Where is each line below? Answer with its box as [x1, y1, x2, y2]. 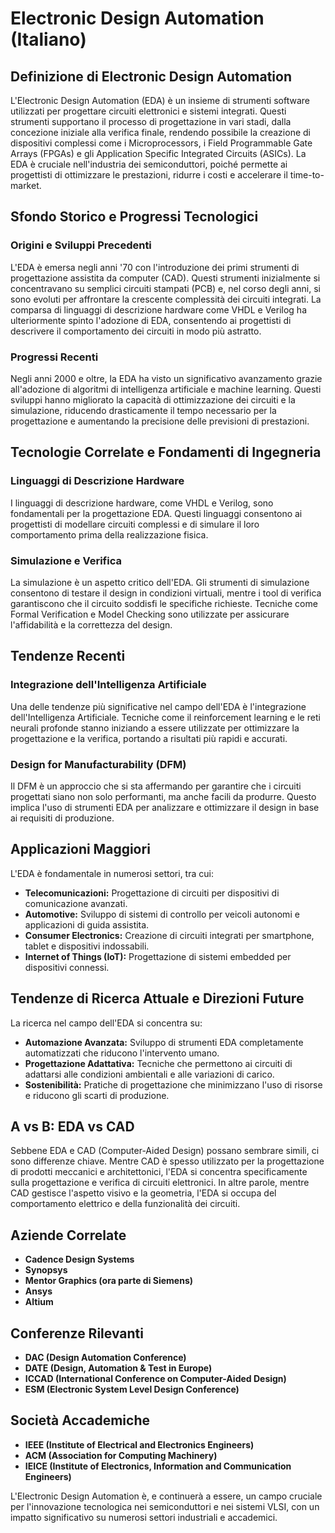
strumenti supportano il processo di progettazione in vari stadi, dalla [10, 116, 292, 127]
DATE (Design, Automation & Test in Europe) [24, 1362, 213, 1374]
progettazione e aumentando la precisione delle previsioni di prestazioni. [10, 415, 310, 427]
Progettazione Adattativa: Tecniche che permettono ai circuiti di [24, 1057, 293, 1069]
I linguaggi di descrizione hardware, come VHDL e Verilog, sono [10, 497, 274, 509]
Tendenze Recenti [10, 648, 126, 665]
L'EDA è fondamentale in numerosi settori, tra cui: [10, 867, 214, 879]
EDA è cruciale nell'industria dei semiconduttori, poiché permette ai [10, 158, 288, 170]
